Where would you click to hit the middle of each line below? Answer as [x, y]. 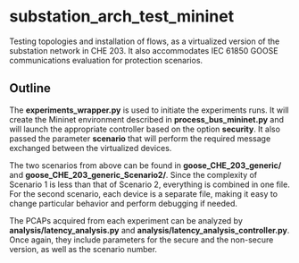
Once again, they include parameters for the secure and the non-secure [141, 240]
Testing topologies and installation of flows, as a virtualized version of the [145, 41]
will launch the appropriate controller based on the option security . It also [145, 129]
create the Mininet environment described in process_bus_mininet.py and [146, 119]
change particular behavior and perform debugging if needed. [124, 203]
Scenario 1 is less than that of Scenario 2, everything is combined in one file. [149, 184]
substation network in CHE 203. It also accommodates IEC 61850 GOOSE [144, 50]
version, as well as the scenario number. [83, 249]
